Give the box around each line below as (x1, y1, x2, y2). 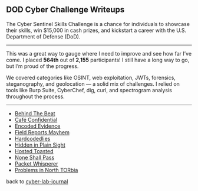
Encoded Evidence (14, 122, 61, 130)
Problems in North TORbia (14, 166, 78, 173)
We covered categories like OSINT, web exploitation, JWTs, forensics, (6, 74, 176, 81)
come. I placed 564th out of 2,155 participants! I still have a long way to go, (6, 56, 190, 63)
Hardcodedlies (14, 135, 51, 142)
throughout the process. (6, 93, 65, 100)
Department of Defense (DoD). (6, 33, 81, 40)
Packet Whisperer (14, 160, 58, 167)
